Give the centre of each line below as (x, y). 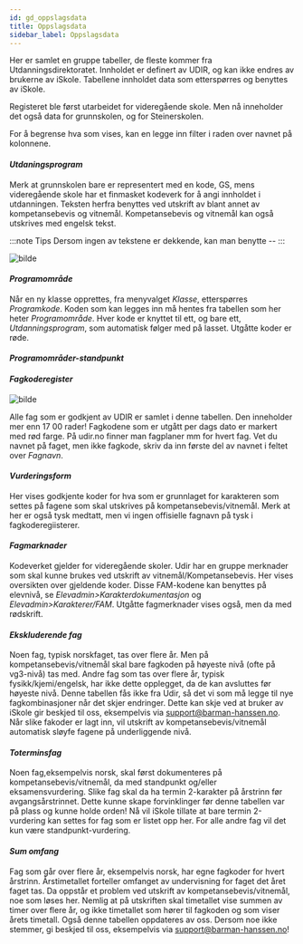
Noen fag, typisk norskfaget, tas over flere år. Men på (109, 655)
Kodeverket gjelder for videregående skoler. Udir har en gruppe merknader (149, 565)
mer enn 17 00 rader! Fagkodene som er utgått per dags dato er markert (143, 426)
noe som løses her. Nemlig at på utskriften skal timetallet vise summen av (146, 900)
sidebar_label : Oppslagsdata (64, 34)
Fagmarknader (38, 545)
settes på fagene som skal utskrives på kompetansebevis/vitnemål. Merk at (150, 506)
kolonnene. (30, 144)
